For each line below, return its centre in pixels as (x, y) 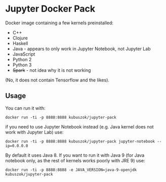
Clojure (20, 38)
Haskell (20, 43)
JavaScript (24, 54)
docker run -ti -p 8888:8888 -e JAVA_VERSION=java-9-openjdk (71, 170)
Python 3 (22, 65)
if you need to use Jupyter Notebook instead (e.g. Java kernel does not (79, 126)
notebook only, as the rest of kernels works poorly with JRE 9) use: (75, 160)
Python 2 (22, 59)
